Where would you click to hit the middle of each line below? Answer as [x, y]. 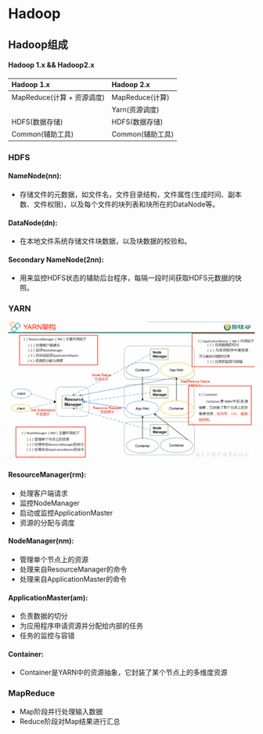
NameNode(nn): [35, 176]
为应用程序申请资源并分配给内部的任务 [81, 626]
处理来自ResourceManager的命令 [73, 569]
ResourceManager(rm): [47, 475]
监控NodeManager [50, 502]
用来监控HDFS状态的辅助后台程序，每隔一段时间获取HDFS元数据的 [127, 278]
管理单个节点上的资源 [54, 560]
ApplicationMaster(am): [48, 597]
